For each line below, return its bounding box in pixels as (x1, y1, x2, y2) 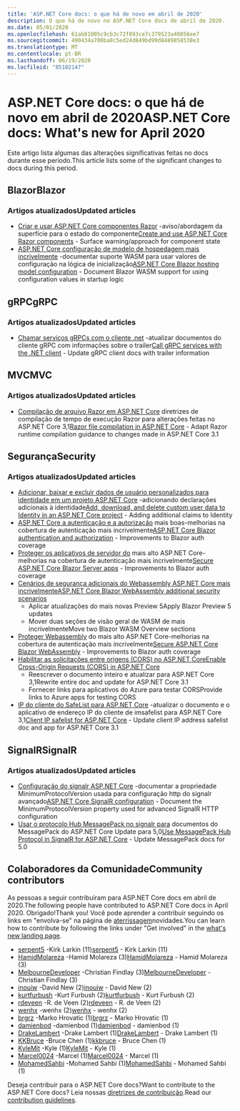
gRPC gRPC (7, 296, 59, 308)
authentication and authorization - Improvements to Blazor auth (17, 534, 205, 542)
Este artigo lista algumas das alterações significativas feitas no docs (7, 148, 209, 157)
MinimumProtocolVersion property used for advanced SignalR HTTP (17, 804, 219, 813)
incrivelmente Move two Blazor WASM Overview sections (28, 624, 196, 633)
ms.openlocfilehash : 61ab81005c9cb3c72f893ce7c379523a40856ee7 (7, 30, 200, 38)
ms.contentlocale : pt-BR (7, 51, 81, 58)
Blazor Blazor (7, 184, 66, 196)
